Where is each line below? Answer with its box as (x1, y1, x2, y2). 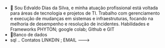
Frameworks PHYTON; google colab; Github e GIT (10, 26, 115, 32)
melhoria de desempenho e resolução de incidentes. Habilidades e (10, 21, 150, 27)
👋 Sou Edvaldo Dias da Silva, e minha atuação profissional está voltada (10, 5, 158, 11)
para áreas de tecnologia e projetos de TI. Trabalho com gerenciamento (10, 10, 160, 16)
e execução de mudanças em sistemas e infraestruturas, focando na (10, 16, 153, 21)
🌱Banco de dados (10, 32, 48, 37)
